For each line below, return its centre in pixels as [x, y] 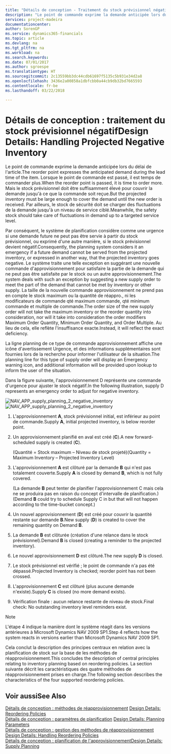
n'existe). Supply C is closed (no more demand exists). [69, 592]
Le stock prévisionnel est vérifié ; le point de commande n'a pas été [84, 565]
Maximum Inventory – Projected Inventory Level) [63, 458]
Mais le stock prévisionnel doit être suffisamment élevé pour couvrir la [79, 188]
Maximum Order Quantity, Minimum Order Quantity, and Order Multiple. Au [83, 323]
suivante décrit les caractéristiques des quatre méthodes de [68, 669]
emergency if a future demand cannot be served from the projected [76, 252]
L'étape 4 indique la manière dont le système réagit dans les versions [78, 627]
